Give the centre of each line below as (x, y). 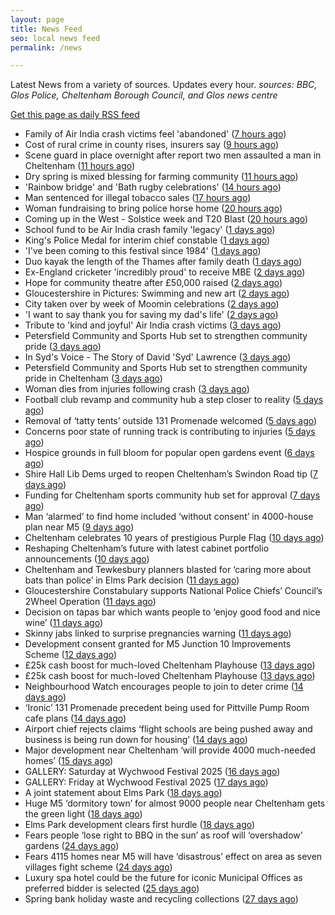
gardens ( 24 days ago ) (72, 846)
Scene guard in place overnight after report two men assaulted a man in (173, 155)
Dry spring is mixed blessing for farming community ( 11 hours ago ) (161, 177)
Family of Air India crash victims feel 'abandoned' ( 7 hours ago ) (155, 134)
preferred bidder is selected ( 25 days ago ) (112, 888)
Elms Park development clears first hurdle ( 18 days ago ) (140, 825)
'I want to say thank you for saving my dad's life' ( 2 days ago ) (151, 315)
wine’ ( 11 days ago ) (63, 623)
